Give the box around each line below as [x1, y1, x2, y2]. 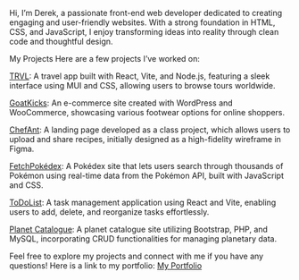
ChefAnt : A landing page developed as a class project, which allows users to [9, 124, 291, 135]
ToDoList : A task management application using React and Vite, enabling [9, 197, 277, 208]
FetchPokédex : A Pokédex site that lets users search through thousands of [9, 161, 284, 171]
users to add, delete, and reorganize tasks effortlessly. [9, 207, 210, 217]
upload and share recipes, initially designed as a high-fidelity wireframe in [9, 134, 281, 144]
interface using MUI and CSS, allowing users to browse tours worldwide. [9, 81, 276, 90]
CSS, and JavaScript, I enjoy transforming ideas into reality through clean [9, 27, 279, 37]
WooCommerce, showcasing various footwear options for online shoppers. [9, 107, 286, 117]
